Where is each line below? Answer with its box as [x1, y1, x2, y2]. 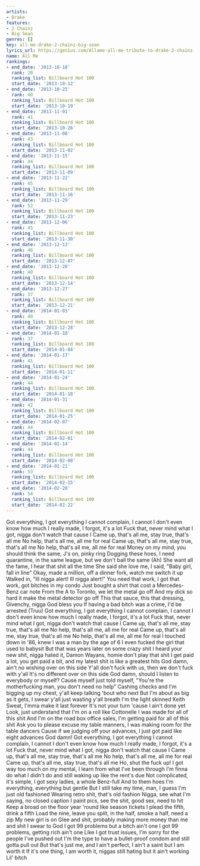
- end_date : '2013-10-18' [6, 64, 70, 70]
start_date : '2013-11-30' [11, 236, 76, 242]
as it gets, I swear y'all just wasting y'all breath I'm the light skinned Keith [6, 696, 186, 703]
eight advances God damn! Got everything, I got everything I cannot [6, 734, 173, 741]
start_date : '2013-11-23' [11, 214, 76, 220]
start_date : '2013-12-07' [11, 258, 76, 264]
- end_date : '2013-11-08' [6, 131, 70, 137]
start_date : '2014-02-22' [11, 502, 76, 508]
